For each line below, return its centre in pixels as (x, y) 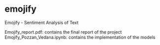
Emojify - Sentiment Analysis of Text (41, 22)
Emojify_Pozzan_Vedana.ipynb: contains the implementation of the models (80, 37)
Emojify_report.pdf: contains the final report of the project (63, 32)
